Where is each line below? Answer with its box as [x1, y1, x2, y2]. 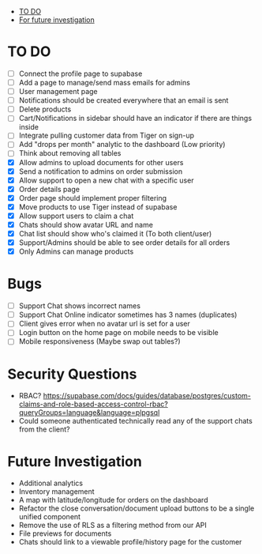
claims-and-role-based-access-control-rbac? [18, 399, 169, 409]
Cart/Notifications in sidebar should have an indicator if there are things [18, 114, 253, 123]
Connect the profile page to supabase [18, 69, 143, 78]
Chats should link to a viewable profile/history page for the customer [18, 537, 242, 547]
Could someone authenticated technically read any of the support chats [18, 416, 253, 426]
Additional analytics [18, 478, 84, 488]
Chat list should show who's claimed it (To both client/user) [18, 229, 212, 238]
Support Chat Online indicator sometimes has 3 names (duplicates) [18, 310, 238, 319]
